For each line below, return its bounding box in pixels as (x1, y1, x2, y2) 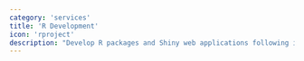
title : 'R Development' (9, 22, 100, 30)
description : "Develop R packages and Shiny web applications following (9, 38, 290, 48)
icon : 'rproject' (9, 30, 75, 39)
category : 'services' (9, 13, 91, 22)
